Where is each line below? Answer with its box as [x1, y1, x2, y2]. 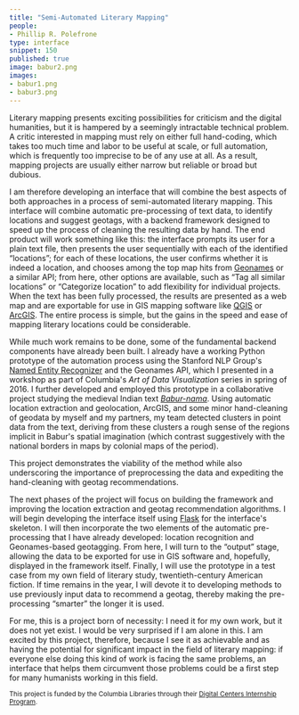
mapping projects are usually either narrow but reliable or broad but [9, 160, 258, 170]
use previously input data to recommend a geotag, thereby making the [9, 588, 267, 599]
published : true [9, 54, 69, 63]
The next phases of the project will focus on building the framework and [9, 494, 274, 505]
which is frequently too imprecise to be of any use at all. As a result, [9, 150, 258, 160]
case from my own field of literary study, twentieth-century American [9, 570, 263, 580]
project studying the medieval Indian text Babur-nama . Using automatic [9, 393, 271, 404]
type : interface [9, 37, 69, 47]
